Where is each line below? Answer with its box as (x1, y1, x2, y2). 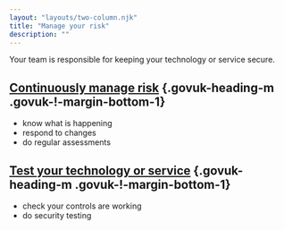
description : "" (9, 30, 70, 38)
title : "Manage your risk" (9, 21, 110, 30)
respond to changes (21, 127, 96, 139)
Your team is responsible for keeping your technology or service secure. (9, 55, 275, 65)
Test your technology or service (9, 163, 191, 178)
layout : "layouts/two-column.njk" (9, 13, 138, 22)
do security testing (21, 210, 92, 220)
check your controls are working (21, 200, 142, 211)
